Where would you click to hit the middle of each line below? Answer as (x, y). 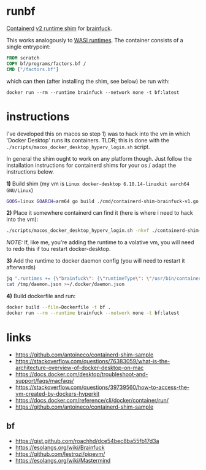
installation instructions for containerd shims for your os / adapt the (91, 165)
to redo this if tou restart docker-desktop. (59, 249)
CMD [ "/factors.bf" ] (33, 69)
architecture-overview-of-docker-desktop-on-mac (79, 368)
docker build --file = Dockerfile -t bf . (59, 307)
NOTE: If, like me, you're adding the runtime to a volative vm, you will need (100, 242)
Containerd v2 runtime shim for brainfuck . (59, 28)
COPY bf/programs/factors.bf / (46, 64)
